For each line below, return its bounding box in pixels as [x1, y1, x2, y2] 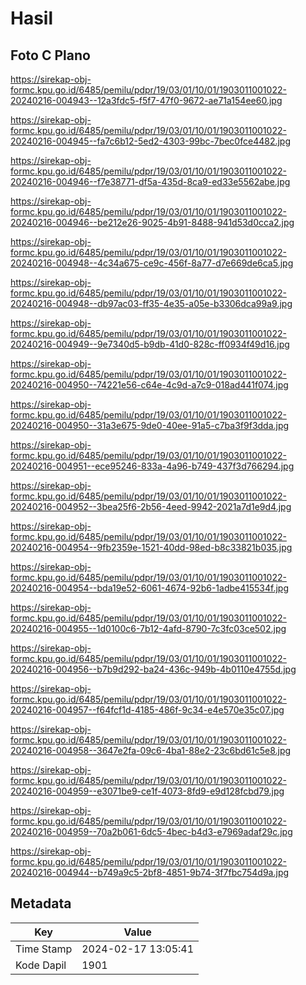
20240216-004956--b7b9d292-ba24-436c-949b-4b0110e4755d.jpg [10, 663, 297, 675]
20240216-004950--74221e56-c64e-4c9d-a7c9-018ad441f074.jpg [10, 379, 289, 391]
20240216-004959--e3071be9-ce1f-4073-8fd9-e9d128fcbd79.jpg [10, 785, 285, 797]
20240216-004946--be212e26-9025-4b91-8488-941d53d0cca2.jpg [10, 217, 295, 228]
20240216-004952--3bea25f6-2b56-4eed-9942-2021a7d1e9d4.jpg [10, 501, 292, 512]
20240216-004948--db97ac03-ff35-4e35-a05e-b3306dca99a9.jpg [10, 298, 293, 309]
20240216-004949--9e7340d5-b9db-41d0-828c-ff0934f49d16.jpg [10, 338, 290, 350]
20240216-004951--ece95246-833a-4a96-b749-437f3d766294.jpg [10, 460, 295, 472]
